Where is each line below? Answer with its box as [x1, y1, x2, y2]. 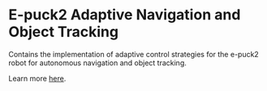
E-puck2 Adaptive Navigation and [8, 6, 241, 24]
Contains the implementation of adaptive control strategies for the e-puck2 [8, 49, 260, 59]
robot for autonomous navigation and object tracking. [8, 58, 187, 68]
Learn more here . [8, 73, 67, 83]
